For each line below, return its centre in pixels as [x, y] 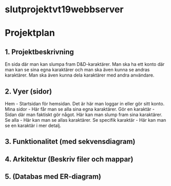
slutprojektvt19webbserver [64, 10]
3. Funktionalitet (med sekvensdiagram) [70, 142]
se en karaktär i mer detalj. [33, 125]
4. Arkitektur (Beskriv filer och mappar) [69, 159]
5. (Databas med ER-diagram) [53, 176]
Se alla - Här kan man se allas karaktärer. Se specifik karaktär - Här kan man [85, 120]
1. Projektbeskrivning [39, 52]
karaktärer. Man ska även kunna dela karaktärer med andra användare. [80, 75]
